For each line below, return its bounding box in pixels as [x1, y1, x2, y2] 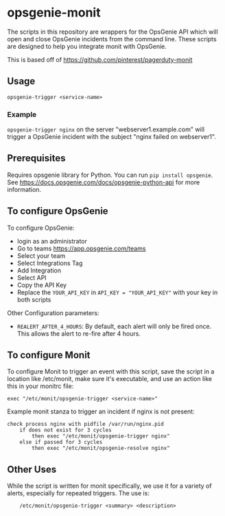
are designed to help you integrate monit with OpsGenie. [7, 42, 167, 50]
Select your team [16, 251, 66, 259]
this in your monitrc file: [7, 382, 74, 390]
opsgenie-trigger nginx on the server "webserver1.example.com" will [7, 125, 204, 133]
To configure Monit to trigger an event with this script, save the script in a [7, 367, 215, 376]
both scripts [16, 295, 51, 303]
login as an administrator [16, 237, 87, 245]
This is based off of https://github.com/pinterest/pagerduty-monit [7, 55, 193, 63]
